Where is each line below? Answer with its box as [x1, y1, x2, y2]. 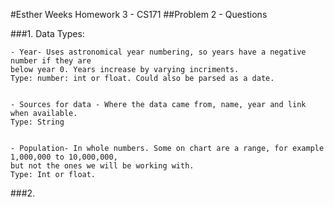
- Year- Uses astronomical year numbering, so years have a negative [10, 47, 307, 57]
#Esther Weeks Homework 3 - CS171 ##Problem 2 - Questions [10, 9, 268, 20]
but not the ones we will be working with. [10, 161, 195, 171]
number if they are [10, 56, 92, 66]
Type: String [10, 117, 65, 127]
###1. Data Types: [10, 28, 85, 39]
